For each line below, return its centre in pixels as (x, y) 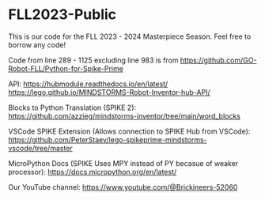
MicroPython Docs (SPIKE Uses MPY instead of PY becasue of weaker (123, 163)
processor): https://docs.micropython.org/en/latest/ (93, 172)
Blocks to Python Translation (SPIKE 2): (72, 108)
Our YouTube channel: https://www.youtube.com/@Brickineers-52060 (123, 187)
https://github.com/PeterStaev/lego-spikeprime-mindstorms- (108, 139)
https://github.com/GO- (218, 60)
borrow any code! (37, 44)
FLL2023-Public (62, 15)
